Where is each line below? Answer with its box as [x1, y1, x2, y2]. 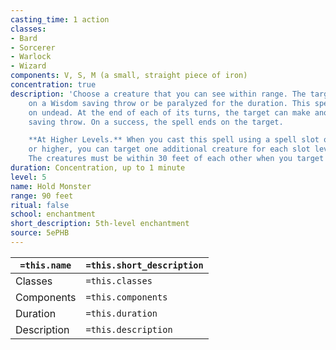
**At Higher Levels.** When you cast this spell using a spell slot [28, 135, 320, 145]
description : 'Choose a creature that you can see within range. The [10, 89, 307, 99]
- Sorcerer [10, 42, 56, 53]
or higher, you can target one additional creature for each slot [28, 144, 311, 155]
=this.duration [85, 307, 158, 319]
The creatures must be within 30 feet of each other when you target [28, 154, 325, 164]
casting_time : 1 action [10, 14, 110, 25]
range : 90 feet [10, 191, 74, 201]
